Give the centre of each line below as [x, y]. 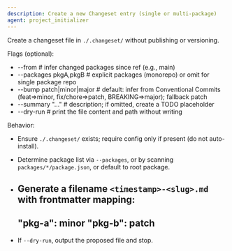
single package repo [47, 82]
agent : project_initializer [48, 20]
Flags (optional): [31, 54]
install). [28, 146]
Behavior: [21, 125]
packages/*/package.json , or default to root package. [93, 167]
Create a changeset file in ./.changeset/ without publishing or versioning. [113, 40]
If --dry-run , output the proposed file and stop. [85, 240]
